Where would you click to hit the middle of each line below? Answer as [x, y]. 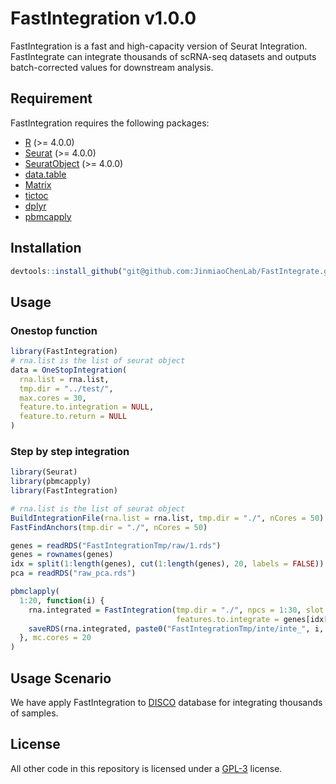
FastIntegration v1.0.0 [103, 18]
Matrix [38, 184]
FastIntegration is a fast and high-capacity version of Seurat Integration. [159, 46]
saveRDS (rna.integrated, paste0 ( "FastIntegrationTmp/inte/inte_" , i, [176, 628]
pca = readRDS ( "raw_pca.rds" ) [73, 573]
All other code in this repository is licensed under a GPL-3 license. [146, 768]
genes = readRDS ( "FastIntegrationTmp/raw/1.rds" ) [116, 545]
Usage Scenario [61, 678]
